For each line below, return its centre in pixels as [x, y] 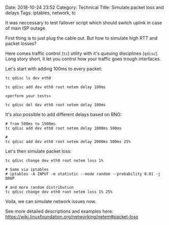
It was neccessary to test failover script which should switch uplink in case [84, 23]
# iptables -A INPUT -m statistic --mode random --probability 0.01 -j [83, 174]
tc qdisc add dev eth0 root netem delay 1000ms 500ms [64, 128]
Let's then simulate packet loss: [38, 151]
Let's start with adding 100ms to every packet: [54, 69]
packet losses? [21, 43]
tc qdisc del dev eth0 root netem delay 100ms [55, 105]
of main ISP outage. [26, 28]
